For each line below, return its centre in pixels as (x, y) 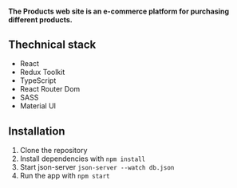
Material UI (38, 106)
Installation (37, 131)
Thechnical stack (52, 44)
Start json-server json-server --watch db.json (97, 167)
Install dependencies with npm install (83, 159)
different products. (41, 19)
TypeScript (38, 80)
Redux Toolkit (42, 72)
